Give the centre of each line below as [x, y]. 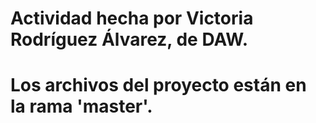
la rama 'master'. [81, 106]
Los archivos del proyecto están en [158, 85]
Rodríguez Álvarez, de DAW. [129, 39]
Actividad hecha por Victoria [132, 18]
